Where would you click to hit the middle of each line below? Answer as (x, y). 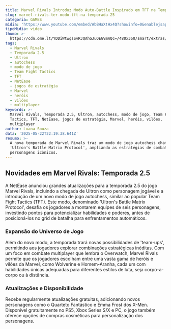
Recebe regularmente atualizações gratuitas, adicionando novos (73, 299)
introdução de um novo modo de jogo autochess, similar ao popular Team (83, 196)
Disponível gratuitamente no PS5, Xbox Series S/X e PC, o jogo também (80, 310)
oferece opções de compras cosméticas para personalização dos (74, 316)
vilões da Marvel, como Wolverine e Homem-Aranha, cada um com (76, 264)
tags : (11, 43)
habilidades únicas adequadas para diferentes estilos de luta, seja (74, 269)
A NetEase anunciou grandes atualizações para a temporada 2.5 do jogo (81, 185)
